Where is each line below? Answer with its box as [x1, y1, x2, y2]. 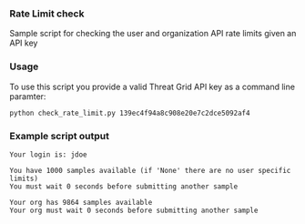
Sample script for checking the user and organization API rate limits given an [9, 28, 297, 39]
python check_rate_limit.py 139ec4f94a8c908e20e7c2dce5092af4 [9, 108, 250, 117]
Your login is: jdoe [9, 149, 88, 159]
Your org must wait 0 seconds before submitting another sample [9, 206, 259, 215]
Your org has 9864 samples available [9, 198, 153, 207]
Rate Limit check [9, 7, 85, 20]
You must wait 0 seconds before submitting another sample [9, 181, 239, 191]
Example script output [9, 129, 110, 142]
